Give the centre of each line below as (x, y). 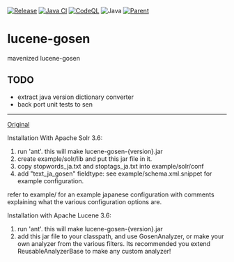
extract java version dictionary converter (76, 97)
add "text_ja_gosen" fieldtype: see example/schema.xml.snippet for (115, 174)
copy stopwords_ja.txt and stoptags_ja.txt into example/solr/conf (110, 166)
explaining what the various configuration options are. (85, 201)
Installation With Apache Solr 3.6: (55, 138)
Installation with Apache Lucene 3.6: (59, 215)
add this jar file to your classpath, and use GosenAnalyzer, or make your (120, 236)
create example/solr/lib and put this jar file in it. (85, 159)
